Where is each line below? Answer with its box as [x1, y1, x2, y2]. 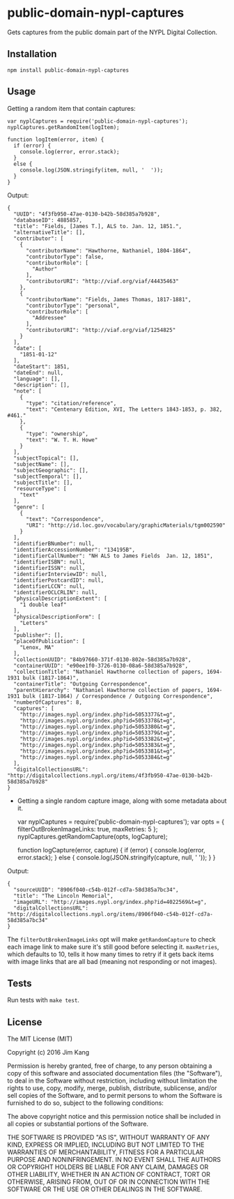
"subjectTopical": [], [13, 455, 79, 462]
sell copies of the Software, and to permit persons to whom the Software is [7, 1092, 223, 1100]
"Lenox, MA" [19, 644, 54, 651]
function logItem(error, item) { [7, 136, 104, 143]
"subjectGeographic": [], [13, 467, 89, 474]
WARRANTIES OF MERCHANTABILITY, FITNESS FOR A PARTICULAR [7, 1148, 204, 1156]
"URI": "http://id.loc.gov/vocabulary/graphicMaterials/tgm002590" [25, 522, 226, 529]
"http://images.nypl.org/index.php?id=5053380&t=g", [19, 723, 176, 730]
